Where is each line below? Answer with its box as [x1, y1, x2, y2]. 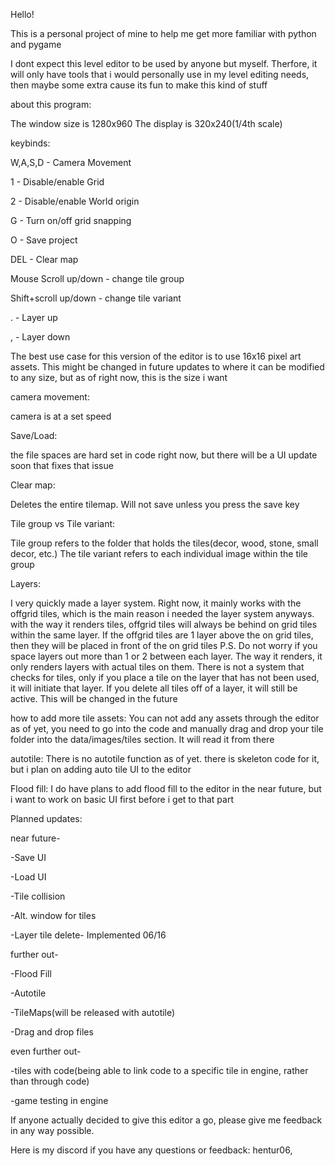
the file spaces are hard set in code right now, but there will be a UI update [10, 449, 318, 461]
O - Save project [10, 234, 78, 246]
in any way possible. [10, 1125, 95, 1136]
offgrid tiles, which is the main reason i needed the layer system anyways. [10, 608, 315, 619]
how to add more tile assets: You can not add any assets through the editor [10, 712, 320, 724]
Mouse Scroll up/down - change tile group [10, 273, 185, 284]
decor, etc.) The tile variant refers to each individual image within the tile [10, 548, 308, 559]
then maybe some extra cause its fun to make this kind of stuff [10, 79, 268, 91]
